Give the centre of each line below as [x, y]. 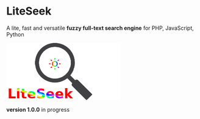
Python [15, 34]
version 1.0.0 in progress [38, 109]
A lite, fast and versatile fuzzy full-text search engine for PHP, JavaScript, [100, 28]
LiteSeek [29, 11]
